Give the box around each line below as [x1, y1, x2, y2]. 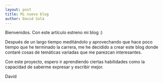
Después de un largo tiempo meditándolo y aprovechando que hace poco [5, 39, 153, 45]
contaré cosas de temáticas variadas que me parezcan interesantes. [5, 49, 142, 55]
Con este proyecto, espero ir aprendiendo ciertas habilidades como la [5, 59, 145, 65]
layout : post [5, 7, 32, 12]
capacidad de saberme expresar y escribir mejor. [5, 64, 104, 70]
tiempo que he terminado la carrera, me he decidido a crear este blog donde [5, 44, 159, 50]
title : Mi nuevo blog [5, 12, 49, 17]
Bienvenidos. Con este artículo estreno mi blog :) [5, 30, 103, 36]
